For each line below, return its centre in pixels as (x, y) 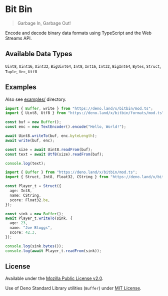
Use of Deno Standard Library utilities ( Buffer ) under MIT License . (73, 288)
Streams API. (18, 38)
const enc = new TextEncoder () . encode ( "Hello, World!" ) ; (66, 127)
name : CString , (25, 195)
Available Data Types (39, 54)
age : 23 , (19, 223)
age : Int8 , (21, 191)
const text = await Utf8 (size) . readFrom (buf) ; (54, 154)
